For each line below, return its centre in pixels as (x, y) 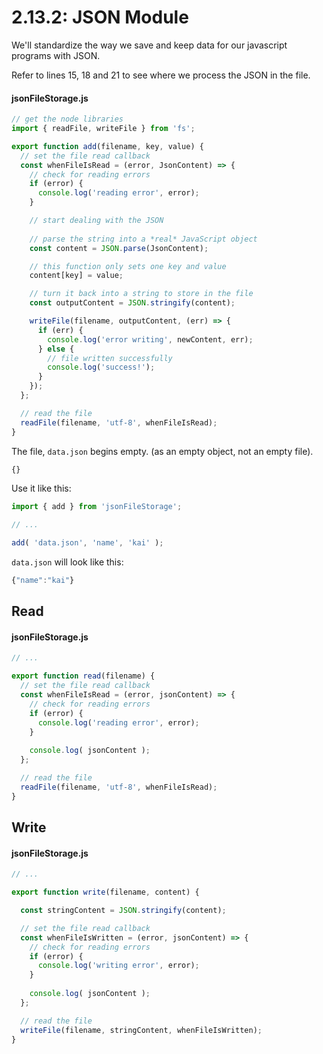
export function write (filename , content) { (105, 892)
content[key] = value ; (76, 276)
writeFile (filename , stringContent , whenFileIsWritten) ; (141, 1030)
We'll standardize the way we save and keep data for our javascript (149, 45)
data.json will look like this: (67, 562)
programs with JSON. (56, 55)
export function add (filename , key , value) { (107, 146)
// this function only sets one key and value (128, 266)
